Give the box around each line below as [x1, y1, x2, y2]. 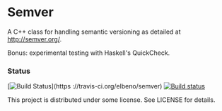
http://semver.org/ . [7, 34, 62, 43]
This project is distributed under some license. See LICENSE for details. [7, 96, 216, 104]
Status [7, 66, 30, 76]
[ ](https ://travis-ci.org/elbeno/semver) [7, 82, 163, 91]
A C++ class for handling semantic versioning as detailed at [7, 27, 182, 36]
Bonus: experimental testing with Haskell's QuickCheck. [7, 48, 170, 57]
